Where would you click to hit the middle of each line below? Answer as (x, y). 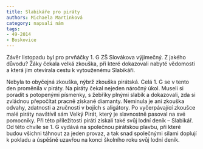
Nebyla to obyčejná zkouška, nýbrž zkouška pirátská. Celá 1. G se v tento (98, 82)
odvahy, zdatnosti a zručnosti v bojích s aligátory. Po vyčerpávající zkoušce (101, 108)
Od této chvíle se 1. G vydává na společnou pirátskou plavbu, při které (94, 127)
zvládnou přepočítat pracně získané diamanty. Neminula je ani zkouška (95, 101)
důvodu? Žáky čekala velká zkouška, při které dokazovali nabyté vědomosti (101, 64)
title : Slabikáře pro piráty (43, 12)
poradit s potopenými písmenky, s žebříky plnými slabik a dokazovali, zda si (101, 95)
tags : (13, 29)
